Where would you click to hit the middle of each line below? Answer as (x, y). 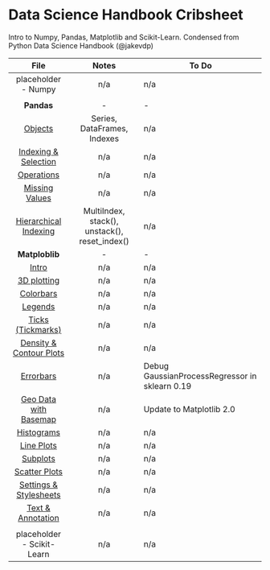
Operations (39, 175)
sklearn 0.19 (168, 386)
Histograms (38, 432)
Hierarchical (39, 221)
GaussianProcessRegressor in (200, 376)
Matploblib (39, 254)
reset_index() (104, 241)
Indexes (104, 138)
